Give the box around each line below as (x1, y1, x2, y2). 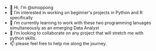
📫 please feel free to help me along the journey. (9, 41, 107, 46)
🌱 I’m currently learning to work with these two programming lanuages (9, 20, 152, 25)
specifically (9, 15, 33, 20)
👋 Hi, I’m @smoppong (9, 5, 54, 10)
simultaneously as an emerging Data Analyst (9, 25, 99, 31)
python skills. (9, 35, 37, 41)
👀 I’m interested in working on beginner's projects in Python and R (9, 10, 143, 15)
